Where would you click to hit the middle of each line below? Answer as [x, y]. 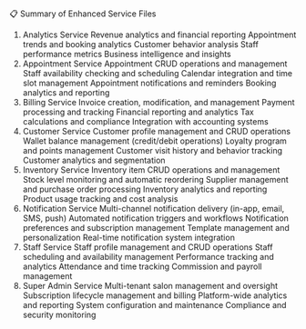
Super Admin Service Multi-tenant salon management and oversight [150, 286]
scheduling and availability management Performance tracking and [148, 257]
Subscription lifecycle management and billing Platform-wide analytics [155, 295]
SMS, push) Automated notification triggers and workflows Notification [156, 218]
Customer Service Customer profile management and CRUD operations [157, 131]
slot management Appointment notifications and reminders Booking [149, 83]
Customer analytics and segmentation [94, 160]
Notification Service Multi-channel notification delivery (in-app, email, [153, 209]
